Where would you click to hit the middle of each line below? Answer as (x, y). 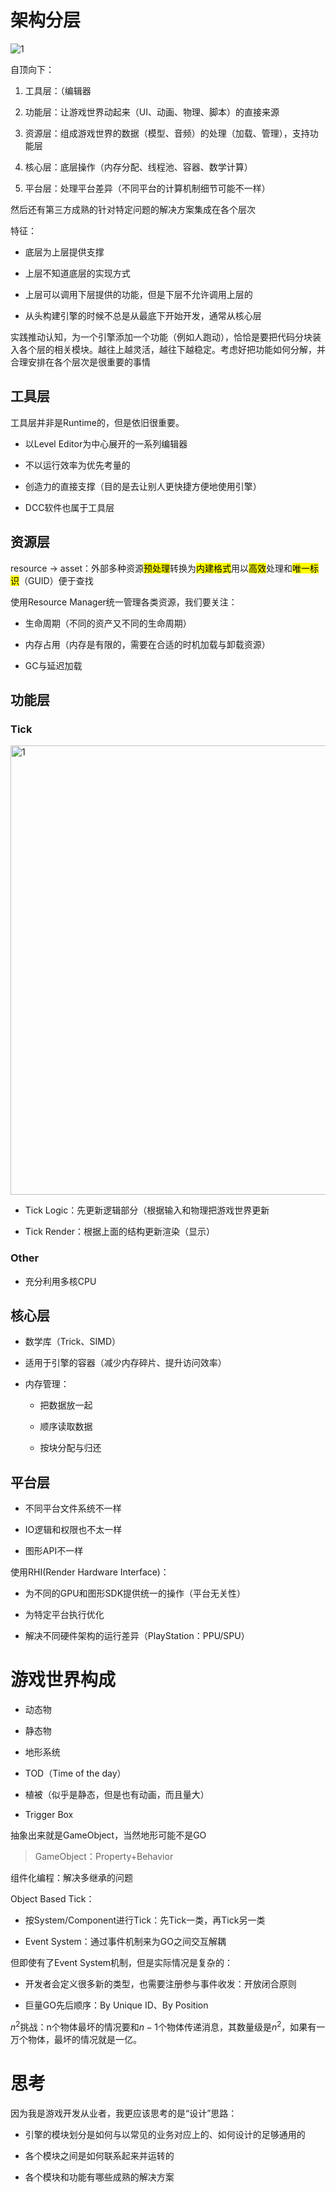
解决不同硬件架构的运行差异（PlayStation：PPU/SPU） (137, 1636)
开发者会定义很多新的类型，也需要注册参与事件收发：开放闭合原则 (160, 1984)
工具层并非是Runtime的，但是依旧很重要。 (97, 422)
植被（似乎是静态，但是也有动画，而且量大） (117, 1795)
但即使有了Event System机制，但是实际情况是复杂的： (122, 1963)
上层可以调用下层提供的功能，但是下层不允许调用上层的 (138, 294)
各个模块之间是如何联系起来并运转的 (99, 2155)
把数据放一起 (66, 1405)
